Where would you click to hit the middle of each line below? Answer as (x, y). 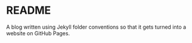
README (29, 10)
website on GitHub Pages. (38, 33)
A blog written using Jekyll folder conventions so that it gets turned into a (96, 27)
